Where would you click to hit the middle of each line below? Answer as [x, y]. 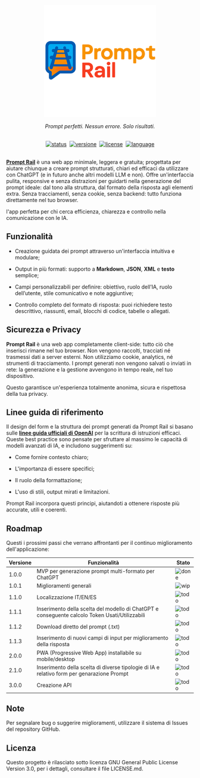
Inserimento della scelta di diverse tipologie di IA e [98, 667]
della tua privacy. [27, 393]
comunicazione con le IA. [37, 218]
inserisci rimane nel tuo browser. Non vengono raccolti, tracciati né [88, 351]
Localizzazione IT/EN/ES [67, 597]
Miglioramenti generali [64, 586]
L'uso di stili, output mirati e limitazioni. [62, 492]
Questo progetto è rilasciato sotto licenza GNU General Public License [92, 762]
